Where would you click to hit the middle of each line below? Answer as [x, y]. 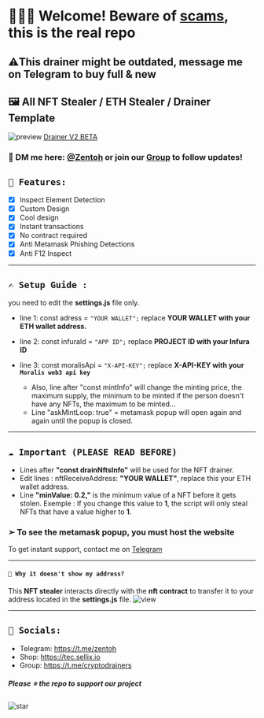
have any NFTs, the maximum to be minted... [103, 404]
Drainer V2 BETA [71, 137]
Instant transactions [51, 227]
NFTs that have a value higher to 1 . [75, 512]
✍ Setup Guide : [48, 285]
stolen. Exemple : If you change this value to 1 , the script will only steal [134, 504]
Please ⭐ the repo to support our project [75, 683]
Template [32, 118]
